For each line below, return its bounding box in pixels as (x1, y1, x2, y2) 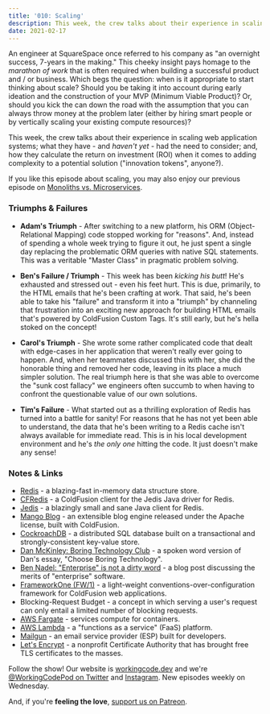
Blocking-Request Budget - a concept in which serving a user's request (19, 596, 258, 606)
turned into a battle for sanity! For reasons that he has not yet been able (19, 413, 259, 423)
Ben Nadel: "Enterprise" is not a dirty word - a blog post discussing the (19, 563, 256, 572)
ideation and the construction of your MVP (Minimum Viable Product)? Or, (8, 92, 252, 101)
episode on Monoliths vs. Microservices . (8, 183, 143, 192)
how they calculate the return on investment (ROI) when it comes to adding (8, 150, 257, 159)
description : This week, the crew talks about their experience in (8, 19, 239, 27)
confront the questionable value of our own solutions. (19, 389, 198, 398)
